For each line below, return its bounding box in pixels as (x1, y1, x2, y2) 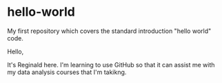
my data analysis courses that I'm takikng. (7, 68, 127, 76)
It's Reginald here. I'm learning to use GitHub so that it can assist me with (7, 60, 215, 69)
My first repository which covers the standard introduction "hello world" (7, 27, 212, 35)
